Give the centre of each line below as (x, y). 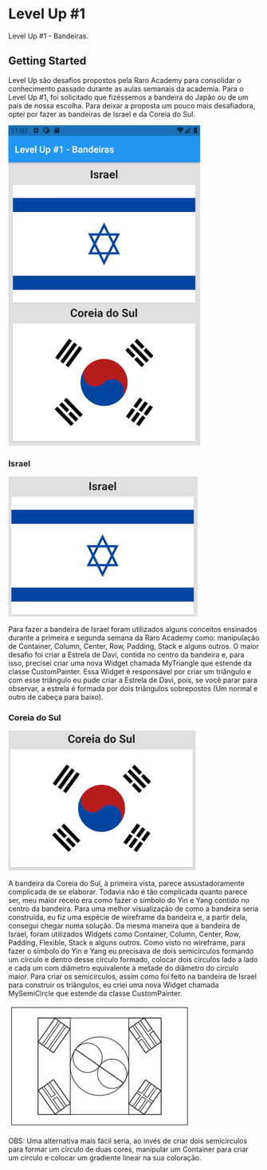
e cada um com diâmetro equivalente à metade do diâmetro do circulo (124, 968)
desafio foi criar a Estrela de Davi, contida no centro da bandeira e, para (126, 655)
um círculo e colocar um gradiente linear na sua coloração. (105, 1158)
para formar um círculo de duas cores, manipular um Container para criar (128, 1149)
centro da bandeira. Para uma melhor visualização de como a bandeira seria (133, 909)
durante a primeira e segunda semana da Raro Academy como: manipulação (134, 638)
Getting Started (47, 61)
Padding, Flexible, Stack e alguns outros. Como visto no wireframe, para (127, 943)
